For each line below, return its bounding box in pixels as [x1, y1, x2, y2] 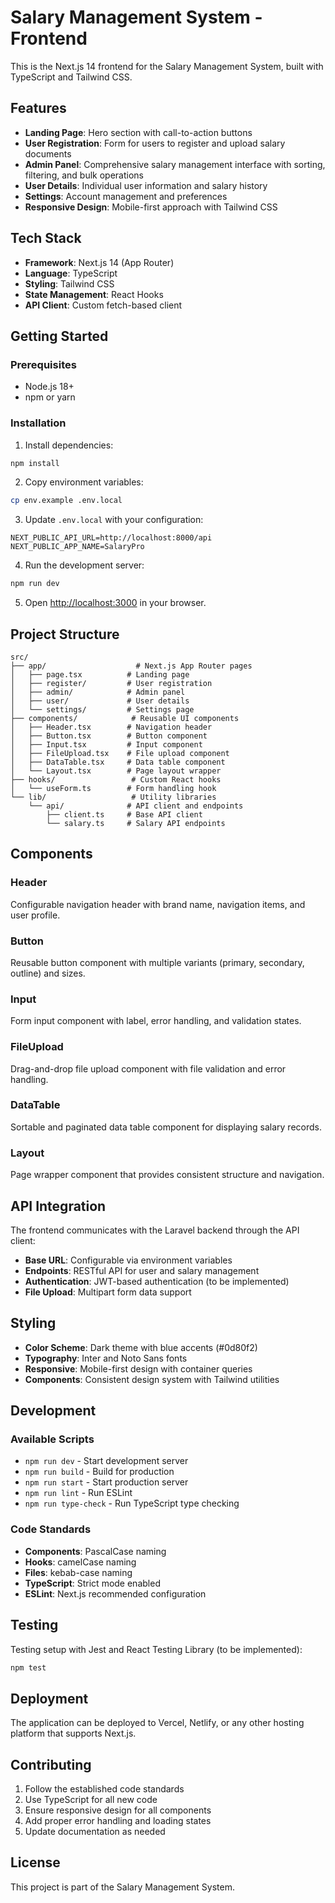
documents [24, 147, 72, 160]
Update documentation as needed [24, 1826, 166, 1838]
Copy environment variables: [24, 476, 144, 488]
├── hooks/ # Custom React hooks [10, 774, 222, 785]
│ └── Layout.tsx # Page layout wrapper [10, 766, 222, 776]
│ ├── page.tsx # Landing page [10, 669, 190, 680]
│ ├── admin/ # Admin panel [10, 687, 186, 697]
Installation [10, 416, 67, 430]
